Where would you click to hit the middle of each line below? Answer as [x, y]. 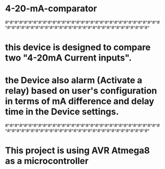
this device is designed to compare [78, 48]
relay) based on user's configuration [81, 91]
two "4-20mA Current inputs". [69, 58]
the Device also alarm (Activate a [74, 81]
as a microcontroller [47, 161]
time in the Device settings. [62, 112]
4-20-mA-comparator [51, 9]
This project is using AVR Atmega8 [77, 151]
